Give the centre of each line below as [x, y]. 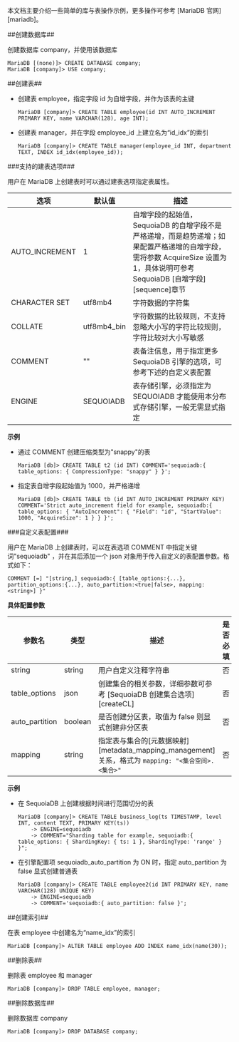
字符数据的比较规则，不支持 [179, 316]
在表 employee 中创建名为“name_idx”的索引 [71, 933]
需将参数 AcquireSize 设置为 [180, 257]
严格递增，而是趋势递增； [176, 236]
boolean [78, 722]
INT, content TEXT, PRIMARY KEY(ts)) [74, 823]
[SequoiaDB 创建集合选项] [151, 695]
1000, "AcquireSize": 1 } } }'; [65, 518]
